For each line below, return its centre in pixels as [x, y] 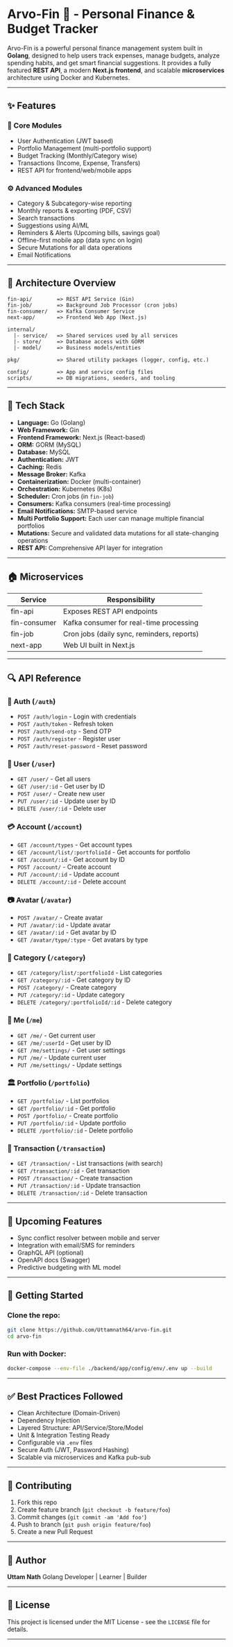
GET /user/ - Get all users [54, 779]
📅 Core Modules [35, 126]
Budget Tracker [53, 29]
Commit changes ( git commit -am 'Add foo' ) [82, 1517]
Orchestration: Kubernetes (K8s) [65, 489]
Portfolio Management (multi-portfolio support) [84, 148]
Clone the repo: [34, 1316]
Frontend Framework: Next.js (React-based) [81, 437]
